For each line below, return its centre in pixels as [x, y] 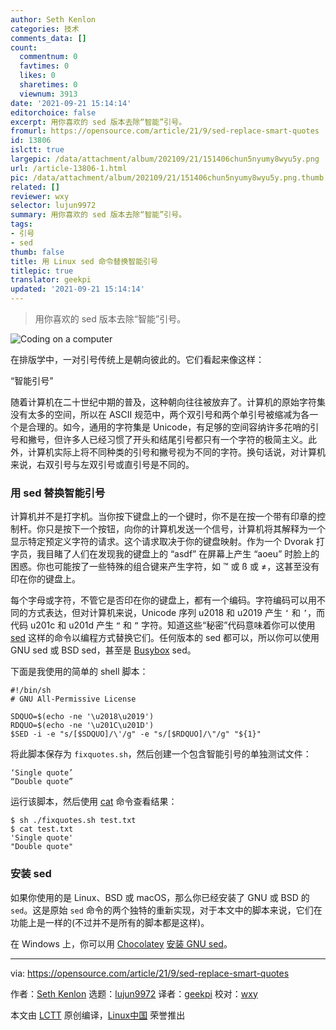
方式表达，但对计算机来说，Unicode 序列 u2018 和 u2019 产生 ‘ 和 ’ [167, 613]
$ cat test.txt [42, 829]
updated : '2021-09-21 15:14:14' [77, 289]
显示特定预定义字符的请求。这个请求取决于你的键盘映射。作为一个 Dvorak [162, 542]
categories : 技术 [45, 29]
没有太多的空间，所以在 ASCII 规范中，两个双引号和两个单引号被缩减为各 [160, 414]
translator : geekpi [51, 280]
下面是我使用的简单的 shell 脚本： [79, 672]
